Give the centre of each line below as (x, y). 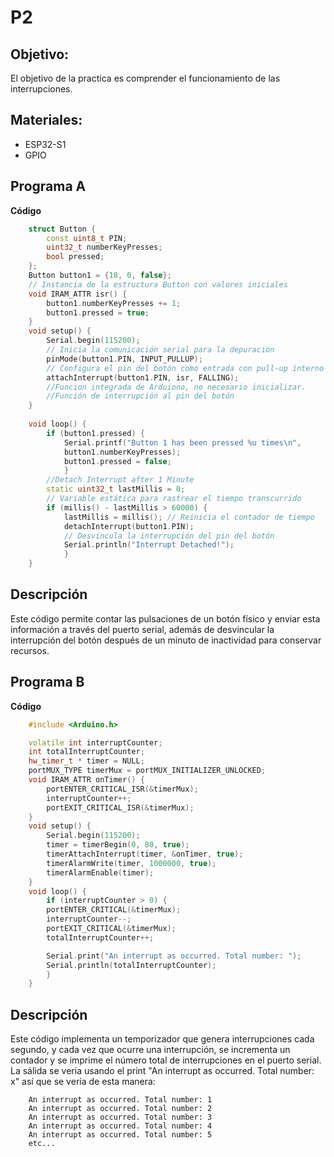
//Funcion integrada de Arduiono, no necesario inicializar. (176, 387)
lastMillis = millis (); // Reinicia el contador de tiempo (189, 517)
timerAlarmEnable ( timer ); (100, 872)
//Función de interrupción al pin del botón (140, 396)
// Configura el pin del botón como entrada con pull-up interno (185, 368)
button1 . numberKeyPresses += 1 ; (114, 303)
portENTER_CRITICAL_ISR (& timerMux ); (122, 789)
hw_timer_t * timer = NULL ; (86, 761)
